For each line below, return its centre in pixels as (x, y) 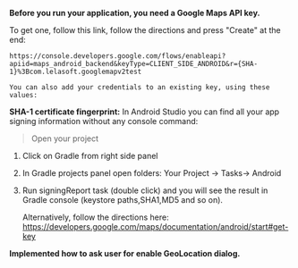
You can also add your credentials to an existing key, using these (140, 88)
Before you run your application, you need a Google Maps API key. (135, 13)
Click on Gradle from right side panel (90, 156)
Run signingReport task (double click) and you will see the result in (145, 190)
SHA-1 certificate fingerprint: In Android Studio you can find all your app (145, 112)
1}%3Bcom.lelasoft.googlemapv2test (76, 71)
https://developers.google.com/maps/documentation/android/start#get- (155, 226)
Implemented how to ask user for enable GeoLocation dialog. (125, 253)
